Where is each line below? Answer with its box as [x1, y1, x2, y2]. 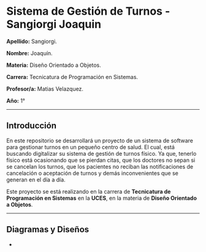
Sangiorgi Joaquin [6, 17, 102, 31]
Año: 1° [6, 97, 26, 104]
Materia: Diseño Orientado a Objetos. [6, 61, 101, 69]
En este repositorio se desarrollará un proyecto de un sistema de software [6, 137, 193, 144]
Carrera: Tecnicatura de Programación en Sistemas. [6, 73, 139, 80]
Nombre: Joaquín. [6, 49, 53, 56]
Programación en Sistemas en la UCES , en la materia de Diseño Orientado [6, 194, 197, 202]
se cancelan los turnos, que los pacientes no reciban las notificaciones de [6, 162, 194, 170]
